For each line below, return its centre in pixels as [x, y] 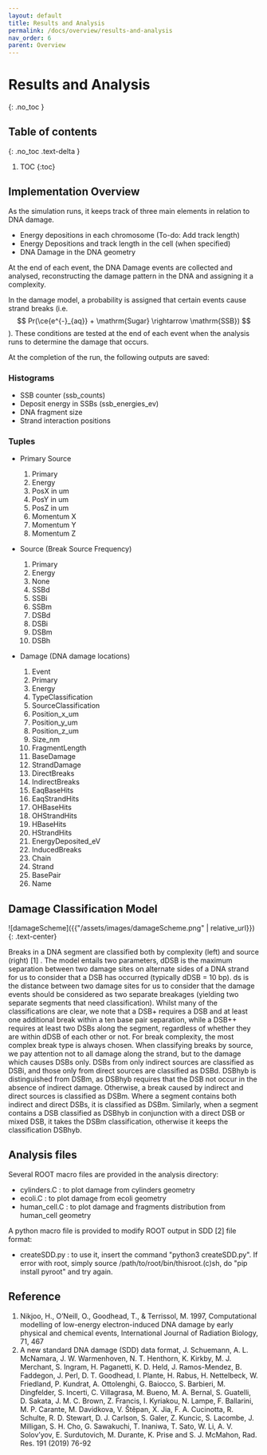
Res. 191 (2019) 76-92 [55, 1443]
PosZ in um [50, 508]
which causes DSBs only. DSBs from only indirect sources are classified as [131, 1062]
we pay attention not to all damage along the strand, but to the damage [125, 1054]
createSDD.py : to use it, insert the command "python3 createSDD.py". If [139, 1255]
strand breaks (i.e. [38, 308]
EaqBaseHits [53, 790]
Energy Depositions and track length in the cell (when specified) [125, 243]
